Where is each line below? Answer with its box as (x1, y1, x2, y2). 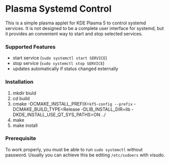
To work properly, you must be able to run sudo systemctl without (5, 146, 143, 152)
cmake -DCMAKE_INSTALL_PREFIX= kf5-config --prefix (12, 101, 133, 107)
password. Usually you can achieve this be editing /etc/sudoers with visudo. (5, 152, 165, 158)
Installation (5, 78, 34, 85)
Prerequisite (5, 135, 37, 142)
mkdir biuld (12, 90, 37, 96)
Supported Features (5, 43, 56, 50)
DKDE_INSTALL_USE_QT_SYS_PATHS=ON (12, 111, 100, 117)
